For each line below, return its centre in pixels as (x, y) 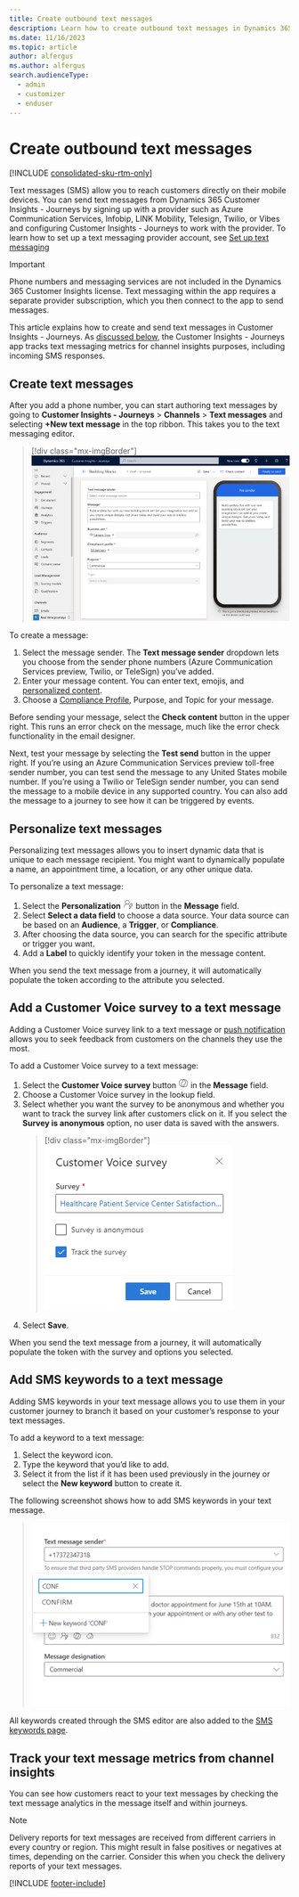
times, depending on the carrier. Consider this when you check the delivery (147, 1857)
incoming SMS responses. (57, 356)
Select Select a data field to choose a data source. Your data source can (155, 915)
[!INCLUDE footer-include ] (57, 1884)
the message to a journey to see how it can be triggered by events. (132, 801)
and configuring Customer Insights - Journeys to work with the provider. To (148, 228)
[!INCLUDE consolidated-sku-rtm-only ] (81, 173)
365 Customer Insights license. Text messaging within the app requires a (143, 291)
